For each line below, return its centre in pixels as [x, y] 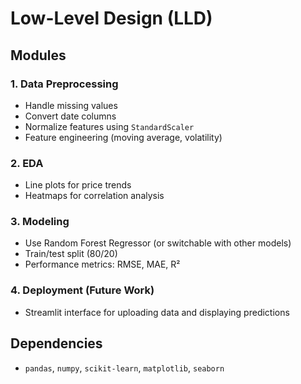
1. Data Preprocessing [64, 84]
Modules [38, 55]
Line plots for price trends [78, 185]
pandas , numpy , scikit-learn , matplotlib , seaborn [124, 368]
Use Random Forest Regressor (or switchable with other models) [158, 243]
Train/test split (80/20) [71, 254]
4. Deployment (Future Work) [82, 290]
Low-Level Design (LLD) [111, 18]
